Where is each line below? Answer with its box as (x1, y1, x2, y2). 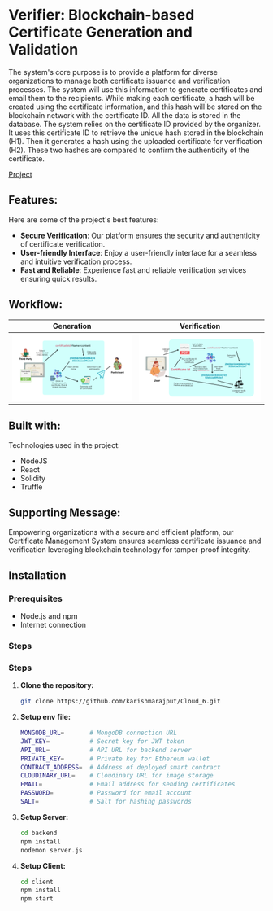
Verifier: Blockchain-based (8, 6, 195, 24)
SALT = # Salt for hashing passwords (19, 798, 193, 806)
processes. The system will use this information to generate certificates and (8, 84, 262, 94)
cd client (19, 878, 54, 886)
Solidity (19, 474, 46, 484)
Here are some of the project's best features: (8, 214, 160, 225)
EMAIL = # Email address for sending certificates (19, 780, 236, 789)
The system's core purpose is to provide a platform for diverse (8, 67, 218, 77)
